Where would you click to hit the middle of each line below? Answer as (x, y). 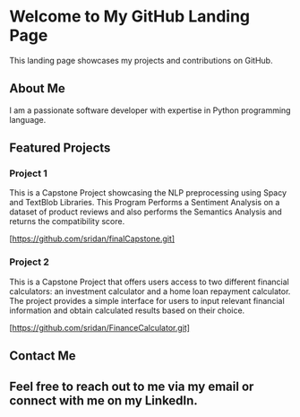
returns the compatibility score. (67, 222)
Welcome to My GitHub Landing (130, 17)
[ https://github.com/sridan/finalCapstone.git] (92, 239)
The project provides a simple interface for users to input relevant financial (147, 300)
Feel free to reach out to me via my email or (132, 386)
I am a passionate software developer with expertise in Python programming (150, 110)
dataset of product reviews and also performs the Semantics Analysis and (146, 212)
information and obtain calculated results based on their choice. (127, 310)
